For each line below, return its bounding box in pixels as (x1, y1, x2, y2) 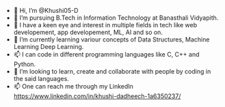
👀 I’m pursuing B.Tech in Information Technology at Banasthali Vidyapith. (13, 14, 219, 22)
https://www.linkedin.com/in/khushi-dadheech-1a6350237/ (13, 92, 181, 100)
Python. (13, 60, 36, 68)
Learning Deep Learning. (13, 43, 84, 50)
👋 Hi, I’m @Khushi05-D (13, 7, 79, 14)
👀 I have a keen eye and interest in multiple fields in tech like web (13, 21, 197, 29)
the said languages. (13, 75, 70, 82)
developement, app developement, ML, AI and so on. (13, 28, 163, 36)
